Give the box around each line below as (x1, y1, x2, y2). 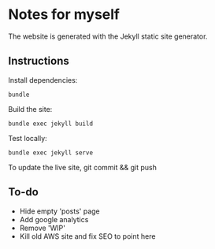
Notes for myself (8, 6, 120, 24)
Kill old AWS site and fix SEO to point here (19, 231, 156, 241)
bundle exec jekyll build (8, 120, 93, 128)
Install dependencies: (8, 75, 78, 84)
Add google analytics (19, 214, 89, 224)
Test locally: (8, 133, 47, 143)
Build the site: (8, 104, 53, 113)
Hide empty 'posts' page (19, 206, 100, 216)
